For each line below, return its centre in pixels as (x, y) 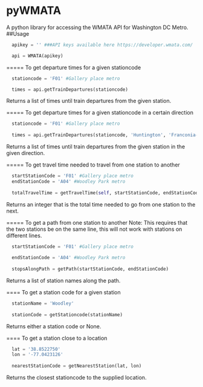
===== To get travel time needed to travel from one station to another (93, 165)
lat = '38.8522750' (36, 349)
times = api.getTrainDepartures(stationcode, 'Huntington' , (89, 135)
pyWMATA (34, 11)
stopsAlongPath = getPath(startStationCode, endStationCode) (90, 269)
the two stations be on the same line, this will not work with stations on (94, 229)
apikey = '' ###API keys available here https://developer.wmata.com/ (102, 45)
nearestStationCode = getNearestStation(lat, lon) (77, 366)
